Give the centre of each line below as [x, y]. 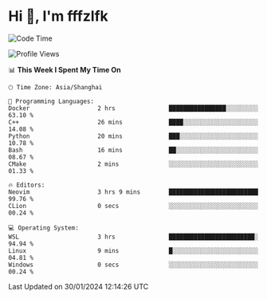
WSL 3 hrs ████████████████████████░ [133, 237]
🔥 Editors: [27, 185]
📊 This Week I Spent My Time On [65, 69]
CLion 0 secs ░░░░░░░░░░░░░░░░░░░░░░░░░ [133, 206]
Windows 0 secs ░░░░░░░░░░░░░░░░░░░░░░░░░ [133, 265]
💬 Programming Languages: [51, 101]
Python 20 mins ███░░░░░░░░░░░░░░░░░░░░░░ [133, 136]
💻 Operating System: [44, 228]
